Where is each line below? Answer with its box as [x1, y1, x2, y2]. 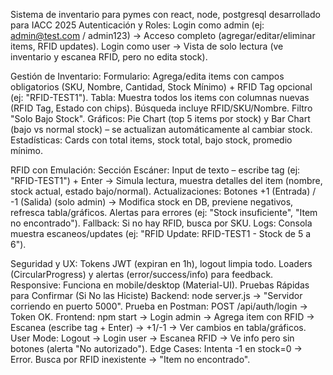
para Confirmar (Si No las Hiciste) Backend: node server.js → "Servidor [10, 290, 303, 301]
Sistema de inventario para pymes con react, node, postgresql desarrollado [10, 9, 321, 20]
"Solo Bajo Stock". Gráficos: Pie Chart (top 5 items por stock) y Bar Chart [10, 113, 311, 124]
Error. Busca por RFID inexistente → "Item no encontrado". [10, 354, 251, 365]
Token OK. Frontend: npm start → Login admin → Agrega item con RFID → [10, 311, 315, 323]
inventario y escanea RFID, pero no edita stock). [10, 51, 208, 63]
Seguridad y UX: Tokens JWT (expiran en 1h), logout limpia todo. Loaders [10, 258, 313, 269]
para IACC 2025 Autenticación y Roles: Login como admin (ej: [10, 19, 265, 31]
